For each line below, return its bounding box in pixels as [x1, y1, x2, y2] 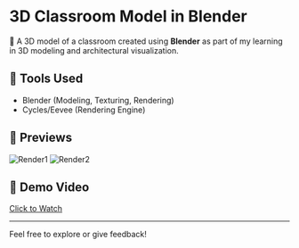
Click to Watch [9, 203, 63, 214]
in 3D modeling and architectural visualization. [9, 45, 180, 55]
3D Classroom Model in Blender [9, 6, 247, 27]
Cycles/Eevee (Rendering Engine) [21, 104, 146, 115]
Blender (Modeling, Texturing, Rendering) [21, 95, 175, 105]
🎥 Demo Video [9, 179, 90, 194]
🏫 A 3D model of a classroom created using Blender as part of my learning [9, 36, 283, 46]
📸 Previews [9, 130, 73, 145]
